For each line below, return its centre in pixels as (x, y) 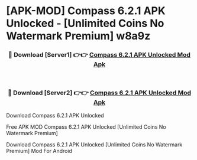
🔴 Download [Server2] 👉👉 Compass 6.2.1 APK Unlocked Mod (99, 93)
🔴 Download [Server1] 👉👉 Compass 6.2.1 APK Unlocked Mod (99, 55)
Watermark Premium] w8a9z (78, 36)
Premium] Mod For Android (39, 151)
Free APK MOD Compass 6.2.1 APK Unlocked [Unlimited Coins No (86, 127)
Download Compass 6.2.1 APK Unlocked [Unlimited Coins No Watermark (94, 144)
